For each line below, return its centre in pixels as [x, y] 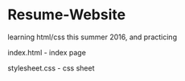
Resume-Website [67, 15]
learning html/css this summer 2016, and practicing [92, 37]
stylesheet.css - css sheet [51, 68]
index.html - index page [47, 52]
